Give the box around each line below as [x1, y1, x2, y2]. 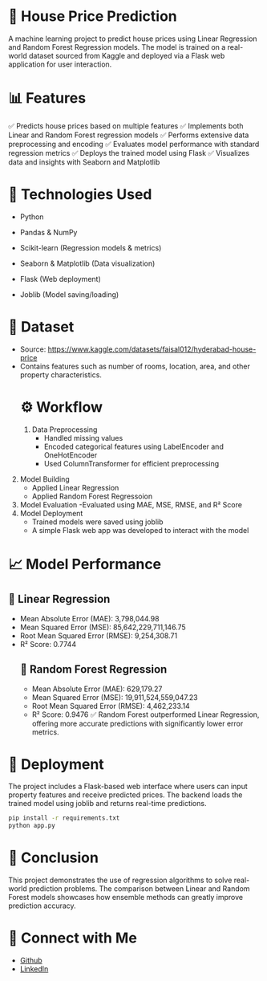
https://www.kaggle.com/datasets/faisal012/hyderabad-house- [47, 344, 257, 354]
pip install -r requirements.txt [8, 814, 120, 822]
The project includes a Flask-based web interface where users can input [8, 782, 249, 792]
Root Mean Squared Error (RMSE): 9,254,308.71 [19, 630, 178, 641]
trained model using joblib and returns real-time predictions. [8, 799, 207, 808]
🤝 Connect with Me [8, 929, 138, 947]
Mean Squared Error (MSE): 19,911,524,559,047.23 [31, 692, 198, 702]
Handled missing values [43, 433, 123, 442]
